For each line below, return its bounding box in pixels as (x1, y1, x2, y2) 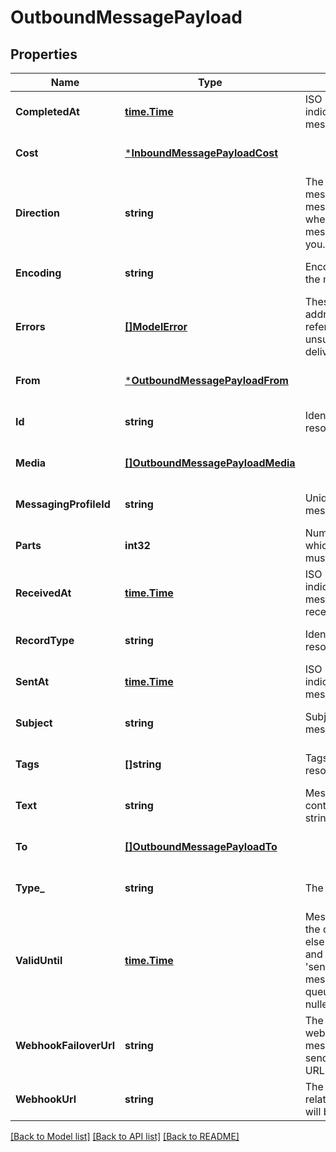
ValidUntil (15, 954, 63, 967)
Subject (15, 716, 53, 730)
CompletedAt (15, 105, 80, 118)
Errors (15, 320, 46, 333)
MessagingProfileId (15, 497, 111, 511)
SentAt (15, 675, 50, 688)
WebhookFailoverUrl (15, 1039, 116, 1052)
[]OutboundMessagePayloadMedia (124, 456, 296, 470)
